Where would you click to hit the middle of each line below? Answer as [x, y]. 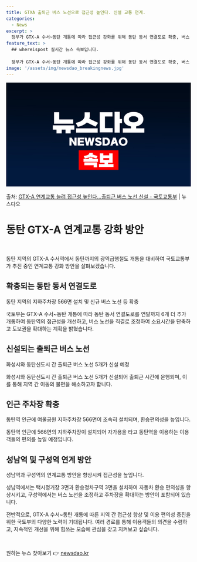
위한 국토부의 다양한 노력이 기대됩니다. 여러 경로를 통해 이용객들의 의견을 [89, 522]
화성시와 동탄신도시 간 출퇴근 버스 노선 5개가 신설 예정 [68, 364]
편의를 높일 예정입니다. [47, 439]
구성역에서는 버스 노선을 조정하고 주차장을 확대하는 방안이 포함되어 [104, 495]
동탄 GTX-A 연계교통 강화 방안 [75, 230]
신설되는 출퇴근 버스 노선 [48, 349]
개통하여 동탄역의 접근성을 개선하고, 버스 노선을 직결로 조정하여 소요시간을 [91, 321]
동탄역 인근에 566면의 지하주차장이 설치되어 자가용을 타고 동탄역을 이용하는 [92, 432]
